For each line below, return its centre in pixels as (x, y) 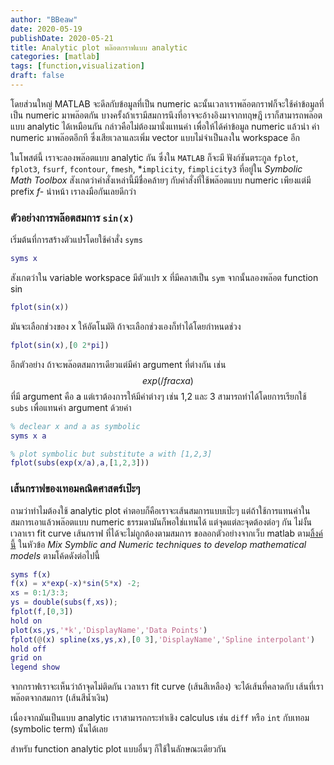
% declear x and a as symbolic (75, 426)
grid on (26, 658)
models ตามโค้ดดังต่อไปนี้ (55, 555)
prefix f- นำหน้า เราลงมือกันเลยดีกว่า (73, 191)
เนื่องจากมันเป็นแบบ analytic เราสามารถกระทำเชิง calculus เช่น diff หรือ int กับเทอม (160, 718)
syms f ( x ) (31, 574)
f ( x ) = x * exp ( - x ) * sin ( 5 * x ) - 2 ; (75, 584)
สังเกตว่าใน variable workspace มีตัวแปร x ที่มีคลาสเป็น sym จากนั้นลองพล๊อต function (164, 278)
